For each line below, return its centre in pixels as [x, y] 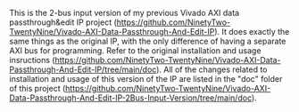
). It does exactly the [252, 32]
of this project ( [37, 88]
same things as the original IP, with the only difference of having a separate [148, 41]
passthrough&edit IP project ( [63, 22]
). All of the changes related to [212, 69]
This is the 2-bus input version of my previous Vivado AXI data [124, 13]
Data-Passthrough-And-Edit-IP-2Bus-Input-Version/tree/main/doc [131, 98]
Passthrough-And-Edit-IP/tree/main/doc [83, 69]
